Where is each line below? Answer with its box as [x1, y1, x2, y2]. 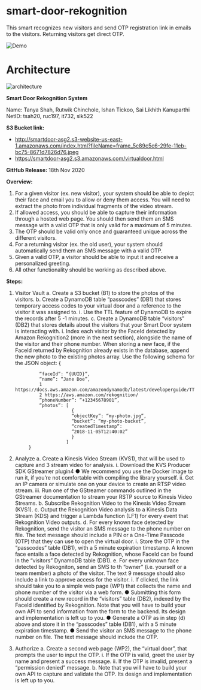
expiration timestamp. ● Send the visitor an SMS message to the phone [14, 626, 192, 634]
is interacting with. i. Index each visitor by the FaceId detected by [14, 327, 176, 335]
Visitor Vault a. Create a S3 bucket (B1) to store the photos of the [14, 289, 175, 296]
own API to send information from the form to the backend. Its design [14, 607, 186, 615]
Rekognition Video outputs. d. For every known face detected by [14, 519, 174, 526]
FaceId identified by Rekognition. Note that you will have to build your [14, 601, 186, 608]
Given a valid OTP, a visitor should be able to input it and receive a [14, 253, 178, 260]
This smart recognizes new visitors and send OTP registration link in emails [6, 24, 191, 31]
